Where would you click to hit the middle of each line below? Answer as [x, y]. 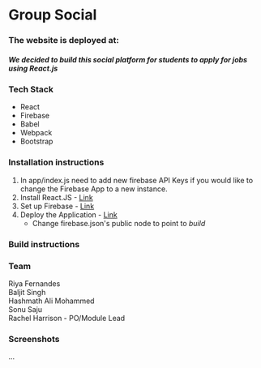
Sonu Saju [26, 309]
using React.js [33, 68]
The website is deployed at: [64, 41]
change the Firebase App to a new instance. [94, 189]
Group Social [53, 15]
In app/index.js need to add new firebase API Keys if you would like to [137, 180]
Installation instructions [56, 162]
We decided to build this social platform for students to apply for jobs [128, 59]
